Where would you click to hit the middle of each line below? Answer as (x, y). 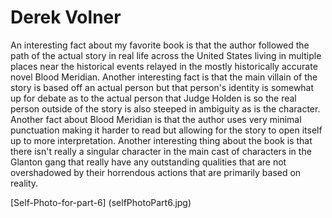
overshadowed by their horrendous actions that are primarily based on (156, 172)
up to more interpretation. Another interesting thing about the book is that (161, 140)
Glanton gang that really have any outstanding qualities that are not (148, 162)
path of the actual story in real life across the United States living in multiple (166, 55)
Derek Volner (66, 17)
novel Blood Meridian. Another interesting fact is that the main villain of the (164, 77)
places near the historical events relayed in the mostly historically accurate (164, 66)
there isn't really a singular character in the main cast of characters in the (161, 151)
